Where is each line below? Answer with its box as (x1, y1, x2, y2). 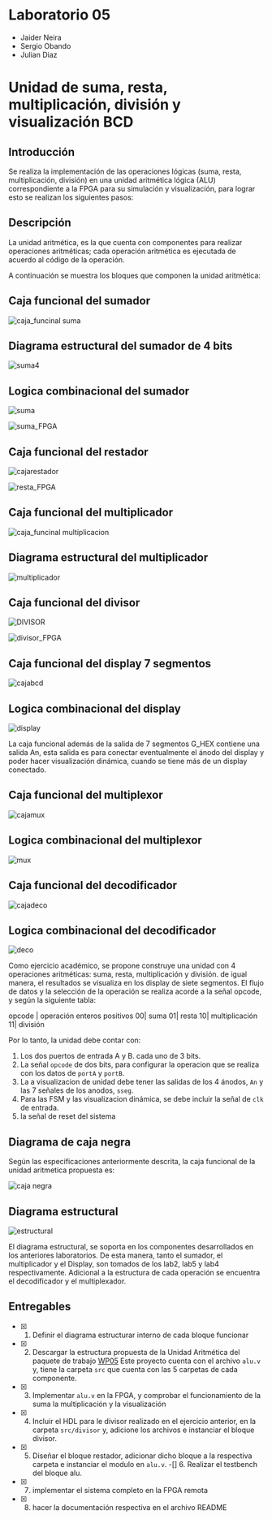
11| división (8, 1020, 45, 1029)
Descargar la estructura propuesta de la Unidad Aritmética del (32, 1347, 240, 1357)
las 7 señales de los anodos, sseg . (19, 1085, 134, 1095)
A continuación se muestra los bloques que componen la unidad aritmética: (8, 270, 261, 280)
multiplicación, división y (8, 96, 181, 114)
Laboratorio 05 (8, 6, 111, 24)
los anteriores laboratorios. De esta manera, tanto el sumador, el (8, 1250, 223, 1260)
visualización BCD (8, 113, 134, 132)
